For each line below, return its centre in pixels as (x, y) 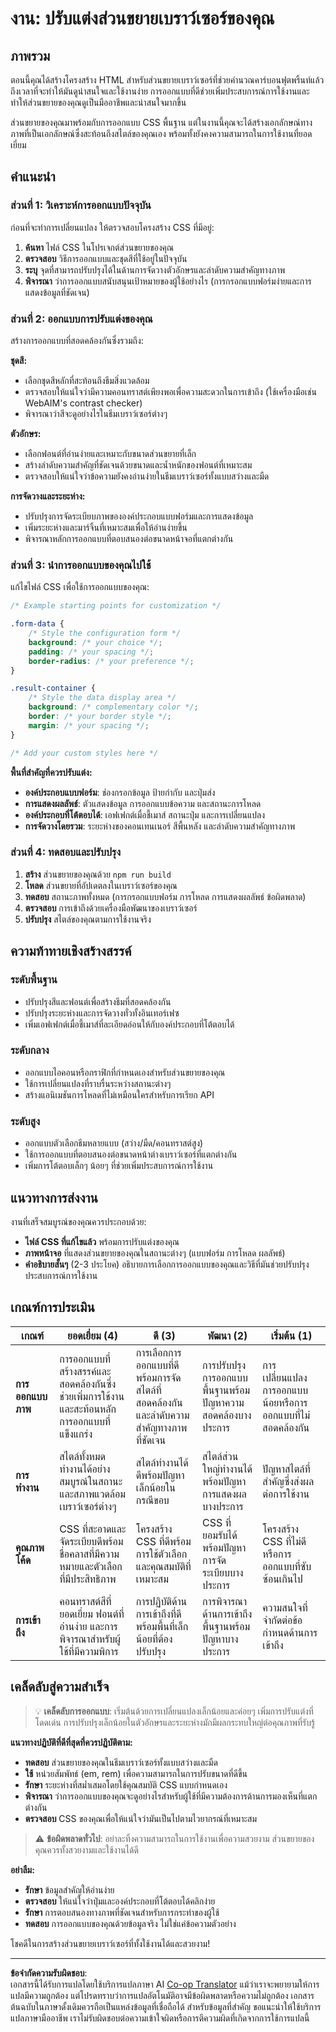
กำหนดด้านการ (290, 1632)
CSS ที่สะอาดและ (93, 1529)
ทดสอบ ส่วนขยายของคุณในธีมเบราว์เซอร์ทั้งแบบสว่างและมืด (121, 1762)
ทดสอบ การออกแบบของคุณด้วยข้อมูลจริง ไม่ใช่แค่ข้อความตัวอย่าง (130, 1923)
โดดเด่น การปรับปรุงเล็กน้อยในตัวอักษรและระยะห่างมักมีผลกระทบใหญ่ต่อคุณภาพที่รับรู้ (175, 1722)
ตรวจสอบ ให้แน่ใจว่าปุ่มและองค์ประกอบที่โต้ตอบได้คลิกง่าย (120, 1901)
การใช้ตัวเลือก (161, 1554)
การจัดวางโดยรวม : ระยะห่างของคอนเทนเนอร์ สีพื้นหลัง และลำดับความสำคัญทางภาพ (160, 826)
